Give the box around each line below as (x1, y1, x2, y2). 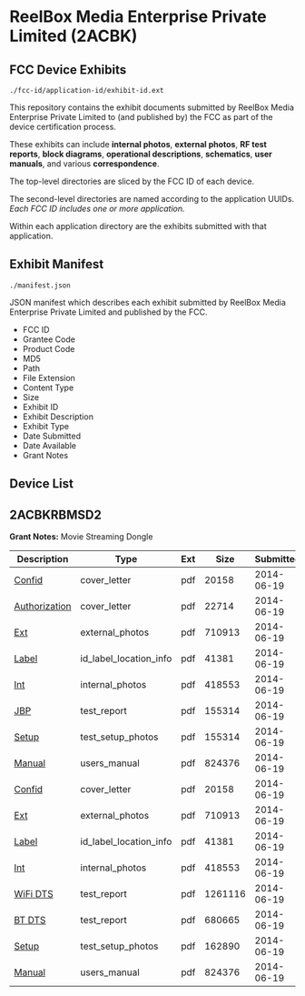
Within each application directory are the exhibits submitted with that (9, 221, 268, 231)
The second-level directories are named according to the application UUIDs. (9, 194, 295, 204)
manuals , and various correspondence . (9, 158, 160, 169)
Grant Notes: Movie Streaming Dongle (9, 531, 153, 542)
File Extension (22, 372, 75, 383)
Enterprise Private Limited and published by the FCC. (9, 307, 208, 317)
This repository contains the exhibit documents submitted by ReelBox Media (9, 102, 295, 113)
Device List (9, 476, 74, 492)
